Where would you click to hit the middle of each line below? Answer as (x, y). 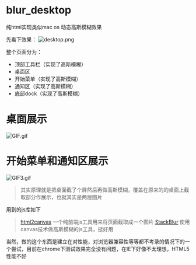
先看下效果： (21, 39)
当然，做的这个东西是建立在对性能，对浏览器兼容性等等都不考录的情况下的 (95, 241)
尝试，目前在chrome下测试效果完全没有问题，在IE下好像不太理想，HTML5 (100, 249)
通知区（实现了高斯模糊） (45, 86)
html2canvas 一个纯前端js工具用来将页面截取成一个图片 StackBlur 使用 (105, 222)
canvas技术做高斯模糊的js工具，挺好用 (67, 229)
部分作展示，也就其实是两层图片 (64, 197)
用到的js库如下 (23, 209)
